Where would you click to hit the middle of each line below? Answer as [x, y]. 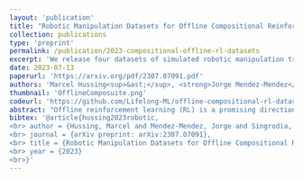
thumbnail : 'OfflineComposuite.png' [78, 93]
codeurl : [26, 101]
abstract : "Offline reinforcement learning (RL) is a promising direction [153, 110]
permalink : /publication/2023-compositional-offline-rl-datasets [134, 51]
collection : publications [58, 34]
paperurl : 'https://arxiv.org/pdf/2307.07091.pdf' [106, 76]
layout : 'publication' [52, 18]
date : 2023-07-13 [42, 68]
